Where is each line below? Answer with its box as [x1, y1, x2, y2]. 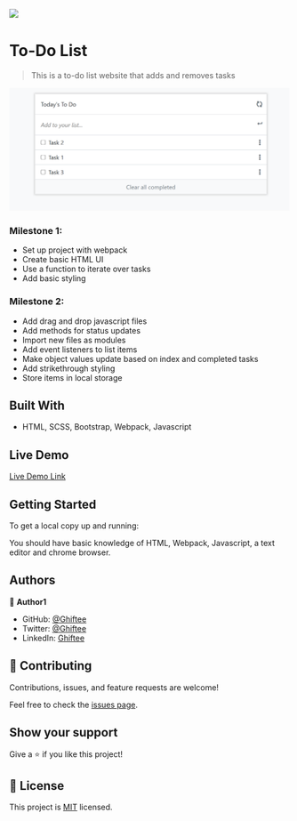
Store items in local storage [21, 372, 123, 382]
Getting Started [9, 496, 97, 511]
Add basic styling [21, 273, 86, 284]
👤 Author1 [9, 596, 47, 607]
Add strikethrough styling [21, 363, 116, 374]
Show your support [9, 725, 118, 740]
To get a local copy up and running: [9, 520, 140, 531]
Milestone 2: [9, 295, 65, 308]
